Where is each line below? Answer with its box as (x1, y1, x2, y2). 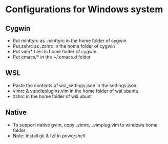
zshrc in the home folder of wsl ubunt (12, 93, 92, 99)
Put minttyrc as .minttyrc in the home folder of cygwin (12, 37, 127, 44)
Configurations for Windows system (5, 4, 163, 15)
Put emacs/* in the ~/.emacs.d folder (12, 54, 91, 60)
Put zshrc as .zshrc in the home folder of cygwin (12, 43, 115, 49)
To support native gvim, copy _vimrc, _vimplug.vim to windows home (12, 121, 158, 128)
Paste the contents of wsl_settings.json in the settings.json (12, 82, 137, 88)
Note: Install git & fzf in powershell (12, 132, 86, 139)
